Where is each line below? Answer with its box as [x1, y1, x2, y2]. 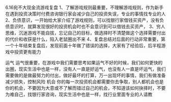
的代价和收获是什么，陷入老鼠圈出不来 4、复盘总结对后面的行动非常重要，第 [5, 36, 165, 42]
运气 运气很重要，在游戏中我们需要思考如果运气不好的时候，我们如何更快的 [5, 60, 163, 65]
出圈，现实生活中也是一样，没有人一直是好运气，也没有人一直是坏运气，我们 [5, 66, 166, 72]
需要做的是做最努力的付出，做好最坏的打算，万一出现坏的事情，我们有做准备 [5, 73, 166, 78]
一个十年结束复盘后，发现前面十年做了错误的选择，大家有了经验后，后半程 [5, 43, 161, 48]
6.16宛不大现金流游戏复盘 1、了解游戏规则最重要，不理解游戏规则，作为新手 [5, 5, 164, 10]
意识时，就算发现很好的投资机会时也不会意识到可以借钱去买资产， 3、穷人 [9, 23, 165, 29]
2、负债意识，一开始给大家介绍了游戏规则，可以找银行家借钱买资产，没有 [5, 17, 160, 23]
